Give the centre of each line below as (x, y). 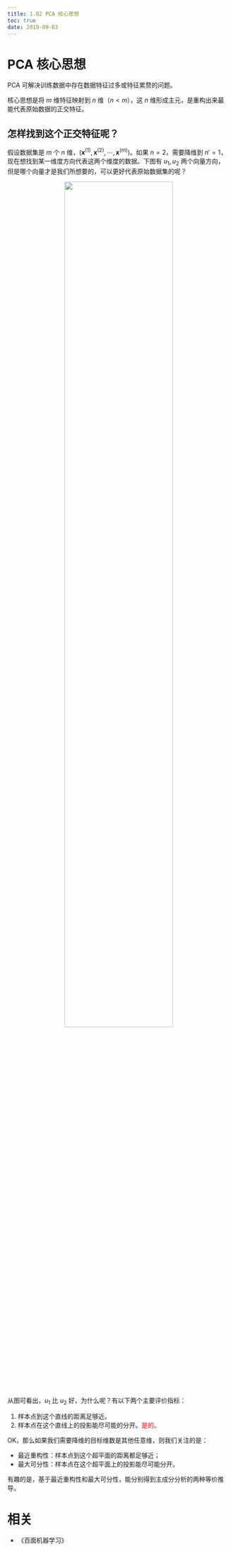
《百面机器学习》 (42, 1540)
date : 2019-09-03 (33, 27)
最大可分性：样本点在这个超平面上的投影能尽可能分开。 (98, 1464)
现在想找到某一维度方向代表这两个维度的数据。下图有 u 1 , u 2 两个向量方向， (116, 162)
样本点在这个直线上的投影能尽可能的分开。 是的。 (89, 1425)
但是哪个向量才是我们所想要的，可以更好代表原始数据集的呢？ (97, 171)
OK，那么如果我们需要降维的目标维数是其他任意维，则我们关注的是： (108, 1441)
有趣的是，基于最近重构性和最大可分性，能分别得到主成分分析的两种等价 (112, 1480)
